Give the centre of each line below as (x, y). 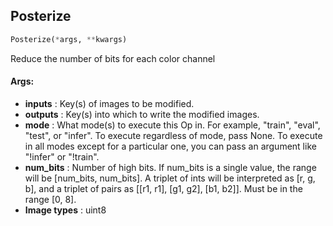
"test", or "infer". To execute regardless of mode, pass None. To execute (173, 135)
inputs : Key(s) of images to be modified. (109, 103)
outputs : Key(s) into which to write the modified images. (142, 114)
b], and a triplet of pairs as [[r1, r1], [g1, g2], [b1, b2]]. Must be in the (163, 188)
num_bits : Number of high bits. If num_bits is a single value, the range (170, 167)
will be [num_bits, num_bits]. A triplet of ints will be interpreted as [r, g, (170, 178)
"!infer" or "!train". (62, 156)
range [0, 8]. (50, 199)
